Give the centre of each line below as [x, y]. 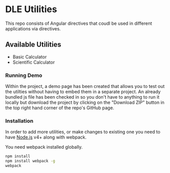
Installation [19, 121]
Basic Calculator [30, 57]
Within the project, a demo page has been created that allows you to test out [85, 87]
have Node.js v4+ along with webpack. [46, 137]
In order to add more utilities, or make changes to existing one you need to [83, 132]
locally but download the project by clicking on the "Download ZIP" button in [85, 103]
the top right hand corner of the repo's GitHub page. [60, 108]
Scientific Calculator [34, 62]
